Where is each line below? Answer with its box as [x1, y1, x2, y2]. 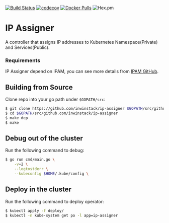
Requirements [5, 57, 41, 64]
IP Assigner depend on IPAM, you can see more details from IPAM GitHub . [5, 68, 159, 75]
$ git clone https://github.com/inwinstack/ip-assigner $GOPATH [5, 106, 143, 111]
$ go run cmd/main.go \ [5, 157, 55, 162]
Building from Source [5, 83, 73, 92]
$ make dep [5, 115, 28, 120]
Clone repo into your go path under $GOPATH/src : [5, 96, 106, 103]
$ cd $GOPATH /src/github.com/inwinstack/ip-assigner [5, 111, 118, 116]
